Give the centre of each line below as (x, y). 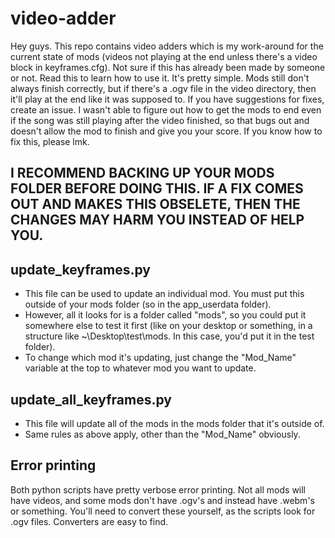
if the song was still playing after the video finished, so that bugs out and (160, 120)
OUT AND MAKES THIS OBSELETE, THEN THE (155, 204)
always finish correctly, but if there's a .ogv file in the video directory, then (163, 88)
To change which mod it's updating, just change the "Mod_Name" (160, 358)
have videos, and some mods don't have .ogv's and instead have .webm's (162, 500)
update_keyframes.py (80, 269)
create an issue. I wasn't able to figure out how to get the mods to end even (166, 109)
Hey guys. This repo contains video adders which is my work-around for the (167, 46)
